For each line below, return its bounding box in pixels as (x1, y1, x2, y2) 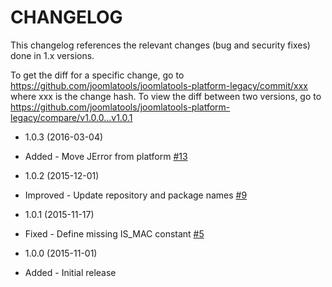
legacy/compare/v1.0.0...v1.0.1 (10, 111, 133, 123)
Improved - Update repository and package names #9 (24, 189, 248, 201)
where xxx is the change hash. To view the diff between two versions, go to (10, 90, 322, 102)
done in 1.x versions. (10, 49, 95, 61)
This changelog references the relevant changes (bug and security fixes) (10, 39, 311, 51)
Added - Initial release (24, 266, 117, 278)
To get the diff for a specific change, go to (10, 69, 185, 81)
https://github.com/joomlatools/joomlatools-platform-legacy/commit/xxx (10, 79, 308, 91)
